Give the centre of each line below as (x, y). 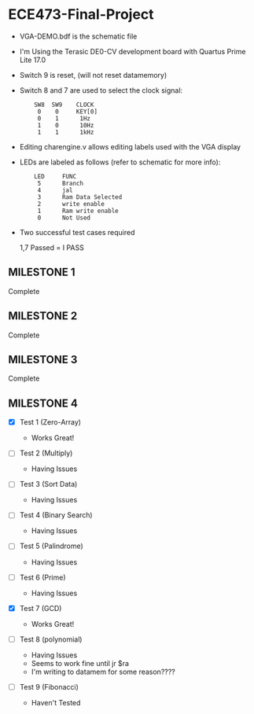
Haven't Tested (56, 702)
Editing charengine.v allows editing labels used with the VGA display (130, 146)
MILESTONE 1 (42, 272)
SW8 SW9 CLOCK (64, 105)
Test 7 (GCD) (40, 608)
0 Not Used (64, 218)
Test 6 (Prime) (42, 577)
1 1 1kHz (66, 132)
